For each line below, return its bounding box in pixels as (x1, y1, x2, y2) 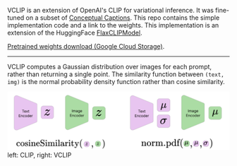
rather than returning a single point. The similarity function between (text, (7, 70, 224, 78)
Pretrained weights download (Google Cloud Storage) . (7, 42, 165, 50)
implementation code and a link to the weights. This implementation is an (7, 21, 219, 29)
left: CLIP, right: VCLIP (7, 151, 72, 160)
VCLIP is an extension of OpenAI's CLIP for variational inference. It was (7, 6, 214, 14)
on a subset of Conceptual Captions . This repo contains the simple (25, 13, 220, 22)
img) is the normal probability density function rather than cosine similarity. (7, 78, 226, 85)
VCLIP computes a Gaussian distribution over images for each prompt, (7, 63, 212, 71)
